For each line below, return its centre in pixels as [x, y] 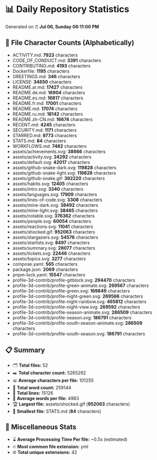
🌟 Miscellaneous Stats [41, 427]
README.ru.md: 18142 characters [48, 114]
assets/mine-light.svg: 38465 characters [55, 210]
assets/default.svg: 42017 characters [51, 162]
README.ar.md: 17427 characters [48, 87]
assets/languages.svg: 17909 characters [55, 194]
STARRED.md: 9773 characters [45, 135]
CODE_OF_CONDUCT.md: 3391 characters [57, 60]
